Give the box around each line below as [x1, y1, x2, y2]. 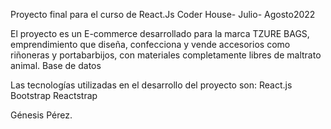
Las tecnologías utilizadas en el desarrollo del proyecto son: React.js [10, 79, 293, 91]
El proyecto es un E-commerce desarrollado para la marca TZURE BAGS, [10, 28, 310, 39]
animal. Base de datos [10, 60, 102, 71]
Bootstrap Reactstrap [10, 90, 98, 101]
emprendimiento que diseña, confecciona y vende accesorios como [10, 39, 291, 50]
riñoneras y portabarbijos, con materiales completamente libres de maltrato [10, 49, 322, 61]
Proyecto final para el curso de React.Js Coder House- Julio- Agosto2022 [10, 9, 316, 20]
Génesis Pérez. [10, 109, 73, 121]
